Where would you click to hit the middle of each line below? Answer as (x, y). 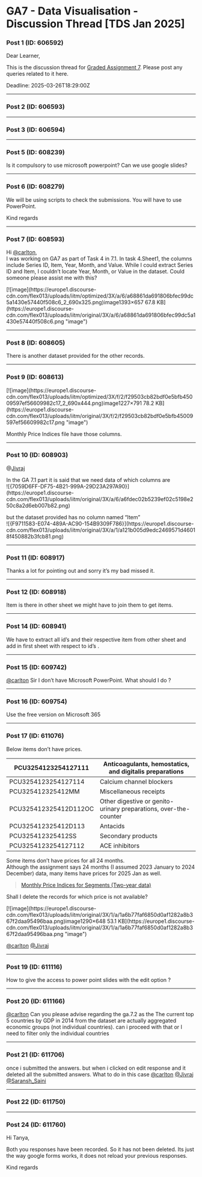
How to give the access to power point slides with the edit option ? (89, 979)
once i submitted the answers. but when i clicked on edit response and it (96, 1068)
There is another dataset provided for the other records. (75, 356)
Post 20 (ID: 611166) (35, 1001)
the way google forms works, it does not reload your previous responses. (97, 1156)
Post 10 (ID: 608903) (37, 455)
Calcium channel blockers (136, 781)
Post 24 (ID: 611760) (36, 1125)
